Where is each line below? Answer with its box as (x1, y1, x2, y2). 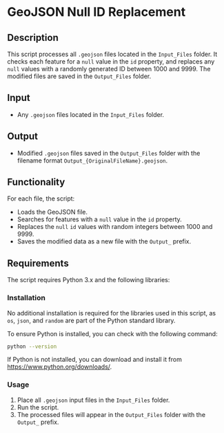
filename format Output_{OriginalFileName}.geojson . (17, 156, 168, 165)
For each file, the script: (7, 194, 75, 203)
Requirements (7, 257, 69, 269)
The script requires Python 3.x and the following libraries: (7, 276, 170, 284)
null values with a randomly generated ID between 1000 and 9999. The (7, 65, 211, 73)
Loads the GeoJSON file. (17, 208, 88, 217)
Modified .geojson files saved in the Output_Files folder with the (17, 149, 201, 157)
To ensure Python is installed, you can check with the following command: (7, 329, 218, 338)
